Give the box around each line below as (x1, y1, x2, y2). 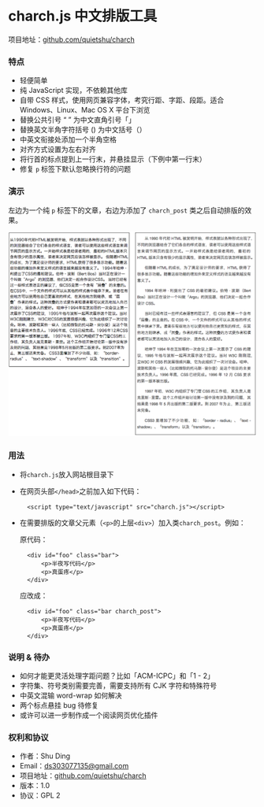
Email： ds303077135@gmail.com (19, 761, 129, 771)
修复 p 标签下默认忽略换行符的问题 (19, 165, 132, 174)
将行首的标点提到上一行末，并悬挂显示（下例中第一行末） (19, 154, 206, 164)
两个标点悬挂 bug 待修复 (19, 701, 99, 709)
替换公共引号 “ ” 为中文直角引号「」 (19, 115, 136, 124)
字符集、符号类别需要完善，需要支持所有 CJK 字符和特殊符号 (19, 681, 218, 690)
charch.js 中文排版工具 (8, 7, 158, 25)
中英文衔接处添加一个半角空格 (19, 135, 117, 144)
